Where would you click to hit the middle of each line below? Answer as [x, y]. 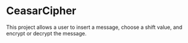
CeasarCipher [41, 11]
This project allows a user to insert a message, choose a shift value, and [94, 27]
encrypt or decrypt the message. [47, 33]
